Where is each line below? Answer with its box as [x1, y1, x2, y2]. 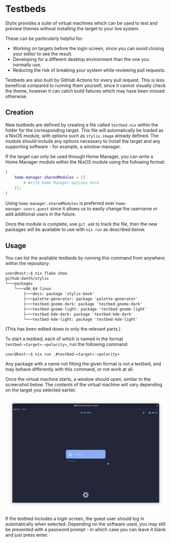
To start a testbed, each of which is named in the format [5, 336, 124, 342]
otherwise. [5, 93, 28, 99]
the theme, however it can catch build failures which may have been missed [5, 88, 165, 94]
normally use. [12, 61, 42, 68]
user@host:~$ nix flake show [5, 271, 67, 276]
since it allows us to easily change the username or [50, 206, 158, 212]
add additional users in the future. [5, 211, 77, 218]
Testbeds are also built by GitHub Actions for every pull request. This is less [5, 77, 165, 83]
